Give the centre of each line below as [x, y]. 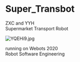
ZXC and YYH [20, 23]
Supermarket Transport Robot [37, 28]
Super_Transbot [40, 9]
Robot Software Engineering [35, 54]
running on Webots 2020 [32, 48]
